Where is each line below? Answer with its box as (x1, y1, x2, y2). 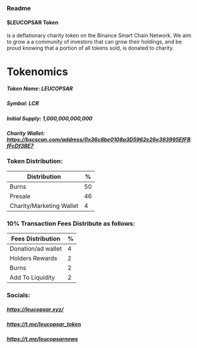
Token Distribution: (6, 157, 63, 165)
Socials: (6, 291, 31, 299)
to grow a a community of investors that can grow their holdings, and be (6, 38, 182, 45)
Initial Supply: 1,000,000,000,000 (6, 115, 93, 122)
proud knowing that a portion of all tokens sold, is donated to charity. (6, 44, 175, 51)
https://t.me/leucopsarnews (6, 336, 78, 343)
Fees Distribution (11, 235, 61, 243)
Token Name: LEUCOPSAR (6, 84, 73, 92)
